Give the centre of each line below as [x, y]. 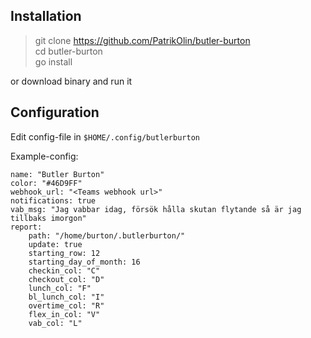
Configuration [55, 112]
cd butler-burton [68, 51]
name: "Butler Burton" [57, 174]
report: [26, 227]
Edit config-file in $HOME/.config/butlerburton [105, 136]
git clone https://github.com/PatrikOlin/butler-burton [142, 40]
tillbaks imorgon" [48, 218]
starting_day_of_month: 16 [84, 262]
